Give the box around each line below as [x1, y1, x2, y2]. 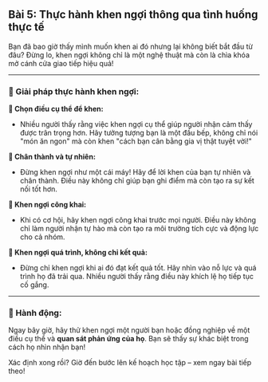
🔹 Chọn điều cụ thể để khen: [8, 104, 104, 114]
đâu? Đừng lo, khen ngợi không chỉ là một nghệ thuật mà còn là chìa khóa [8, 49, 250, 60]
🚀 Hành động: [8, 308, 62, 319]
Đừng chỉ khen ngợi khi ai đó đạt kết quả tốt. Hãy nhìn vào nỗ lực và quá [19, 263, 257, 273]
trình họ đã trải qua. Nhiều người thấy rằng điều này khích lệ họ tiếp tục [19, 272, 254, 282]
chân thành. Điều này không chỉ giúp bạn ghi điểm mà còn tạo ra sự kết [19, 176, 255, 186]
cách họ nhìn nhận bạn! [8, 342, 86, 352]
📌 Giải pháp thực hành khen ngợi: [8, 85, 140, 96]
